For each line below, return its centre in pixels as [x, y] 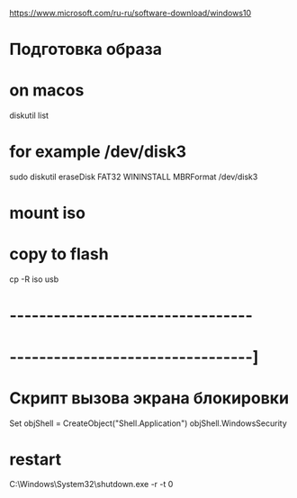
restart [35, 459]
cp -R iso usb [34, 279]
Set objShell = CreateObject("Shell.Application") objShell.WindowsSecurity [148, 423]
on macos [47, 91]
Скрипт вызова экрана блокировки [149, 398]
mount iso [47, 213]
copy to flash [59, 254]
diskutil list [29, 115]
